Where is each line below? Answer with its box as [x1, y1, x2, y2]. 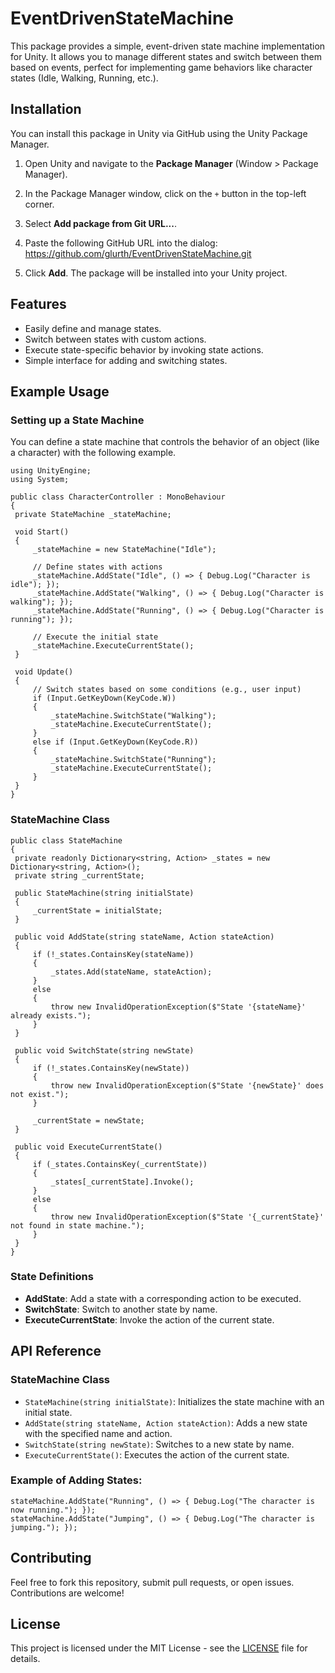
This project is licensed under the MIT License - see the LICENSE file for [10, 1642, 308, 1654]
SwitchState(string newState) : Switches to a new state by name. [24, 1438, 295, 1450]
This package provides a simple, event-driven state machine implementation [10, 40, 326, 52]
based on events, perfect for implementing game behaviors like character [10, 61, 313, 73]
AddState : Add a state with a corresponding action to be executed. [24, 1292, 302, 1304]
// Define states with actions [32, 562, 163, 572]
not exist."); [10, 1089, 70, 1099]
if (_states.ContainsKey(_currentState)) [32, 1159, 208, 1169]
